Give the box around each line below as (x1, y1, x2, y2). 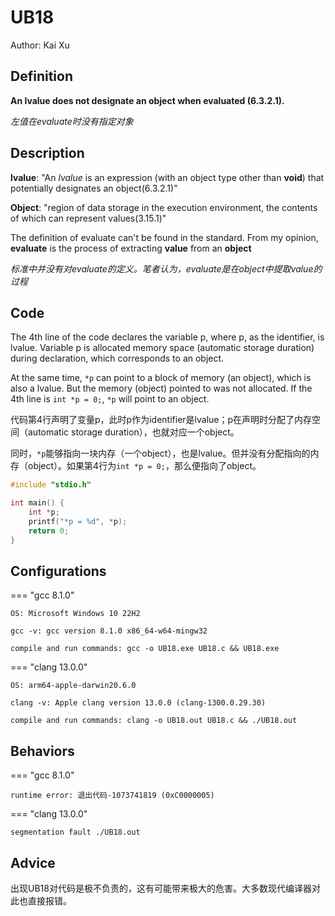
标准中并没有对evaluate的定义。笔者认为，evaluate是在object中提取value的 (10, 262, 323, 275)
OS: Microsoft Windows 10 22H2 (10, 609, 141, 619)
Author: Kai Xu (10, 39, 70, 51)
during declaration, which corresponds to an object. (10, 352, 225, 365)
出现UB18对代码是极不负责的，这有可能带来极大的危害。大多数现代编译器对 (10, 882, 321, 895)
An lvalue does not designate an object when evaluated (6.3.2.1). (10, 94, 285, 106)
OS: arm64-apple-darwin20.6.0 (10, 681, 137, 691)
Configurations (10, 563, 107, 580)
